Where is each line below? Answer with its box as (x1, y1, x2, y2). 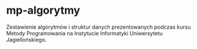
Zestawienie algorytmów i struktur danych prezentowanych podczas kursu (6, 23, 191, 30)
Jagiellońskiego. (6, 36, 47, 43)
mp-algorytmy (6, 4, 80, 17)
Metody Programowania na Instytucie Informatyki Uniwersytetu (6, 29, 163, 36)
